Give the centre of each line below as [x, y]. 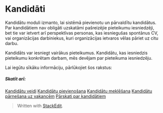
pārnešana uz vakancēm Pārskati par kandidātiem [56, 96]
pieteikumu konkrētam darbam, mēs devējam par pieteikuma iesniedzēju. [79, 58]
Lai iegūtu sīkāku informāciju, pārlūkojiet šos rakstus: [59, 68]
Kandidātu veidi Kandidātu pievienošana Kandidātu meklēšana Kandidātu [79, 91]
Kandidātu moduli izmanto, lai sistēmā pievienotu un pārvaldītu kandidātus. [81, 23]
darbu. [12, 43]
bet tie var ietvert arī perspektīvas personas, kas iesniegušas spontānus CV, [82, 33]
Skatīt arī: [15, 79]
